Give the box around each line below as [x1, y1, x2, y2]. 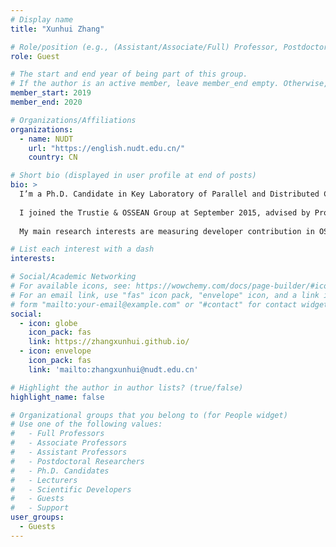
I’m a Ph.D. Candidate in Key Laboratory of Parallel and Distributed [19, 189, 320, 199]
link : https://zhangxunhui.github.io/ [28, 337, 190, 347]
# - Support [10, 503, 70, 513]
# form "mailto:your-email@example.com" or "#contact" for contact [10, 299, 298, 310]
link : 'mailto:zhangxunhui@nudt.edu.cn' [28, 364, 199, 375]
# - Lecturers [10, 475, 78, 485]
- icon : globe [19, 318, 78, 328]
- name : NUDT [19, 134, 74, 144]
